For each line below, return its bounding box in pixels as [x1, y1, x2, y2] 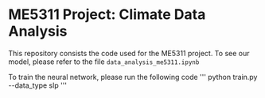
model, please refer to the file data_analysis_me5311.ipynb [8, 57, 200, 66]
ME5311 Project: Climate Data [8, 6, 206, 24]
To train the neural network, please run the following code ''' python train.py [8, 72, 258, 81]
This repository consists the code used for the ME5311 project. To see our [8, 48, 250, 58]
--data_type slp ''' [8, 81, 68, 90]
